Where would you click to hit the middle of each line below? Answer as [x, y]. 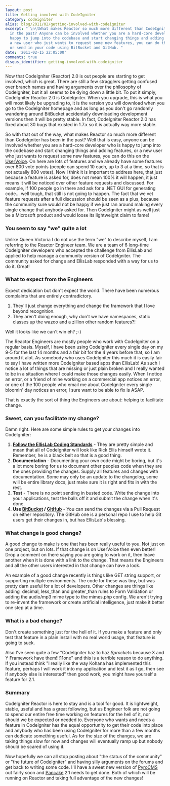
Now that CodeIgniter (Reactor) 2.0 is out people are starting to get [75, 76]
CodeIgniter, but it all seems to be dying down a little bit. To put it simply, [81, 92]
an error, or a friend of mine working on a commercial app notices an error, [83, 379]
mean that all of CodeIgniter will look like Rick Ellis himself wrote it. [82, 450]
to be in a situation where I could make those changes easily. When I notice [84, 373]
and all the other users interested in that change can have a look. [73, 566]
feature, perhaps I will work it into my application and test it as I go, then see [85, 668]
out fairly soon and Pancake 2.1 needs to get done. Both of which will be [80, 773]
